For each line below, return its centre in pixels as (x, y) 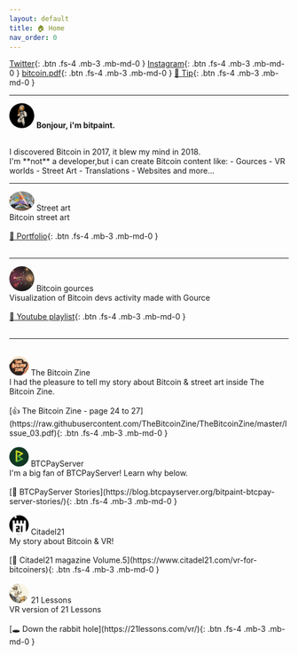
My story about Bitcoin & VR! (62, 541)
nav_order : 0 (33, 37)
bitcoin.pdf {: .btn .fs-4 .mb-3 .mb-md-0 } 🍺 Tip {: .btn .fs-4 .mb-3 (141, 73)
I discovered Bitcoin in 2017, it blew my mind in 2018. (105, 152)
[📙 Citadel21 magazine (50, 560)
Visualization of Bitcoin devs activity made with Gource (110, 298)
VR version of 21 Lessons (55, 610)
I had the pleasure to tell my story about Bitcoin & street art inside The (137, 383)
